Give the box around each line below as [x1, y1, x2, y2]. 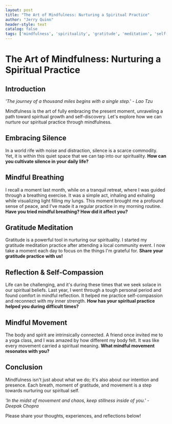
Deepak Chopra [5, 402, 39, 409]
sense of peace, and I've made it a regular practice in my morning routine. [5, 203, 161, 209]
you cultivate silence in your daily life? [5, 158, 89, 164]
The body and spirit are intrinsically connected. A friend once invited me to [5, 332, 163, 338]
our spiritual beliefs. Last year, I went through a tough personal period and [5, 287, 162, 293]
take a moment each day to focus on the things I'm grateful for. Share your [5, 248, 163, 254]
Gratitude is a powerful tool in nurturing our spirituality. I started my [5, 237, 147, 243]
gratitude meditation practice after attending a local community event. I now [5, 242, 165, 248]
